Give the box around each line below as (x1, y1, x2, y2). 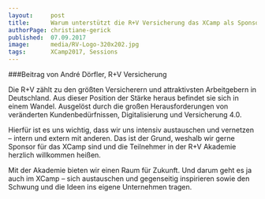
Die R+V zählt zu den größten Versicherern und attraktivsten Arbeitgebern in (8, 85, 257, 94)
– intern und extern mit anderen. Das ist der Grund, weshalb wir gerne (8, 134, 235, 142)
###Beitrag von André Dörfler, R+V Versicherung (8, 70, 167, 79)
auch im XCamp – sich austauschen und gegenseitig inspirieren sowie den (8, 174, 250, 183)
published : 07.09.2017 (8, 33, 87, 42)
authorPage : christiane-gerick (8, 26, 111, 34)
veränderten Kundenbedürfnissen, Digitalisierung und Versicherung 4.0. (8, 110, 242, 119)
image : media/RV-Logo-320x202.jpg (8, 41, 140, 49)
